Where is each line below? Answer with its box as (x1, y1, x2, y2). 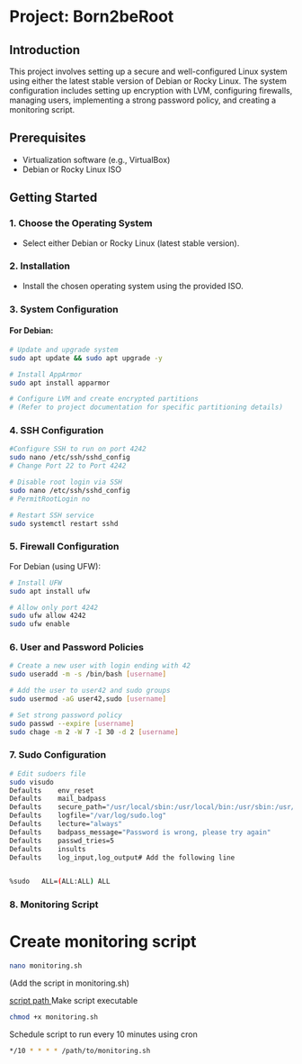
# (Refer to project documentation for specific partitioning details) (9, 403, 283, 412)
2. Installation (9, 259, 70, 272)
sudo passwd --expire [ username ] (9, 719, 135, 728)
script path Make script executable (9, 996, 138, 1006)
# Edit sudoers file (9, 768, 87, 778)
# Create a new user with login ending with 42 (9, 661, 191, 670)
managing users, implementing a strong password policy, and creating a (9, 95, 277, 105)
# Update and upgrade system (9, 345, 119, 354)
